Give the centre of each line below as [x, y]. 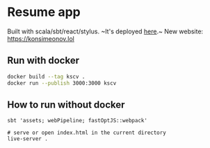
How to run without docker [66, 105]
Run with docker [43, 61]
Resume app [44, 12]
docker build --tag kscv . [46, 76]
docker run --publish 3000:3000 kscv [62, 83]
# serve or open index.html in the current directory [87, 133]
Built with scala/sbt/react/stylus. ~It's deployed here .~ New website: [105, 31]
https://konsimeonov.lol [41, 38]
